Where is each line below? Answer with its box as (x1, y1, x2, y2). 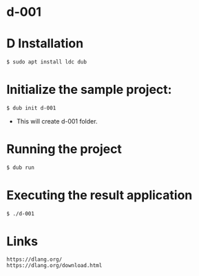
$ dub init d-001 (6, 104, 56, 111)
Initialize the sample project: (6, 82, 172, 97)
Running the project (6, 141, 122, 157)
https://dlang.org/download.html (6, 262, 103, 269)
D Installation (6, 36, 84, 52)
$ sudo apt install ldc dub (6, 59, 87, 66)
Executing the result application (6, 187, 193, 203)
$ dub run (6, 164, 35, 171)
